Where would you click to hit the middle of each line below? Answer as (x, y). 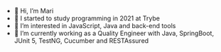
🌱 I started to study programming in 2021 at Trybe (87, 18)
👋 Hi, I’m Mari (34, 11)
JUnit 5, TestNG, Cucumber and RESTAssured (81, 41)
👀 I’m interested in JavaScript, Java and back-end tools (95, 26)
